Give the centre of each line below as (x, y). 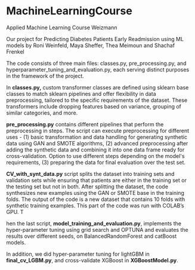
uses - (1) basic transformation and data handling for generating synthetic (97, 137)
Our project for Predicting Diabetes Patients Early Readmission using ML (95, 39)
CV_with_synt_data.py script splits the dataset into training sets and (90, 173)
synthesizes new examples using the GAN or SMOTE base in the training (95, 193)
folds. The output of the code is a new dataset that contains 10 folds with (96, 199)
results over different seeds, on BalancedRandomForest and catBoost (92, 236)
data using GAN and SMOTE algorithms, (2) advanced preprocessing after (97, 143)
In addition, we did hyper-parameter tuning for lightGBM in (78, 254)
